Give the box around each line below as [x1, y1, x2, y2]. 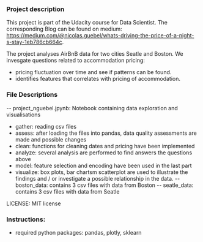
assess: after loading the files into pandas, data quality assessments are [15, 129, 197, 137]
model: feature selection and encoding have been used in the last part [15, 162, 192, 169]
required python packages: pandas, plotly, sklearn [15, 229, 142, 236]
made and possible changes [15, 135, 87, 143]
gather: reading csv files [15, 123, 77, 130]
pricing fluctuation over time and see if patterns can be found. [15, 69, 172, 76]
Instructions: [6, 215, 46, 224]
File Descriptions [6, 91, 58, 99]
